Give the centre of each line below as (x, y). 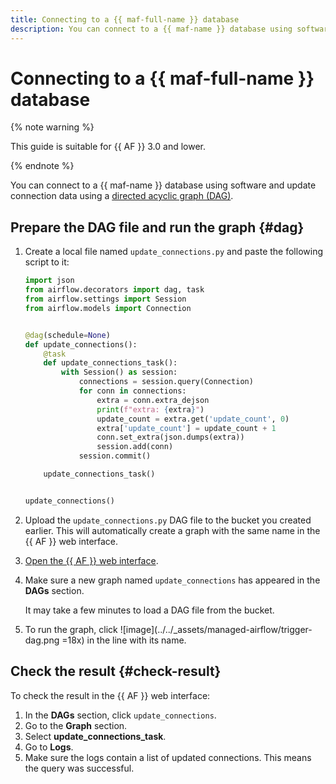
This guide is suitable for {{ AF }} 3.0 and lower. (108, 147)
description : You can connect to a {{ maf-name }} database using (151, 29)
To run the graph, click (71, 629)
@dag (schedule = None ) (67, 335)
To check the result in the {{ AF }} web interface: (110, 695)
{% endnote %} (42, 166)
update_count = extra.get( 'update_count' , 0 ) (193, 419)
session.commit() (115, 456)
